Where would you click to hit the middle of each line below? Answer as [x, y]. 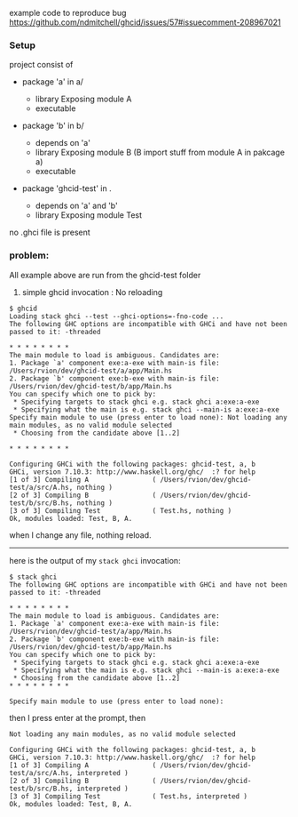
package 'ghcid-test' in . [67, 188]
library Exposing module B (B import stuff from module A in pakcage [160, 152]
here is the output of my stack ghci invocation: [95, 560]
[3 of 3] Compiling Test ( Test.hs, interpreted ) [129, 796]
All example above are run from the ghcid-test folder [105, 275]
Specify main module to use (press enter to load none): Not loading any [149, 417]
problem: [29, 255]
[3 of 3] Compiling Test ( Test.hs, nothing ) [121, 510]
